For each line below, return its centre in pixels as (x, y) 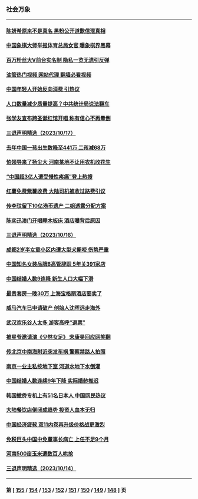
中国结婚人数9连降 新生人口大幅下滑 (50, 279)
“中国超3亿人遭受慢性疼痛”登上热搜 (49, 176)
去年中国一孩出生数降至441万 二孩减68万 (56, 147)
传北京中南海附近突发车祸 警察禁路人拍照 (56, 351)
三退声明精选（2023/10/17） (41, 133)
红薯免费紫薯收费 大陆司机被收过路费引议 (56, 191)
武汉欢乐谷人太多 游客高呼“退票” (46, 322)
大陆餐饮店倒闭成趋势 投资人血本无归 (51, 410)
